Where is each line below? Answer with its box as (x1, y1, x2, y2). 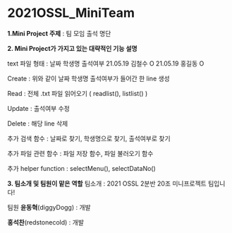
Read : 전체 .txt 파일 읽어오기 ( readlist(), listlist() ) (7, 89, 148, 97)
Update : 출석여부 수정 (7, 104, 71, 112)
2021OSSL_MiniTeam (7, 5, 135, 21)
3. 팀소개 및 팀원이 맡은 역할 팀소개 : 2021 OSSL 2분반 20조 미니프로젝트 (7, 179, 207, 188)
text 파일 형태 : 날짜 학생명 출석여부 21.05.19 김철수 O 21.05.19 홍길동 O (7, 59, 204, 68)
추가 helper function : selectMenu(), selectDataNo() (7, 164, 157, 172)
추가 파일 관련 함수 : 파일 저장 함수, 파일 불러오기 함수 (7, 149, 154, 157)
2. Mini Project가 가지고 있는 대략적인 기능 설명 (7, 44, 138, 52)
